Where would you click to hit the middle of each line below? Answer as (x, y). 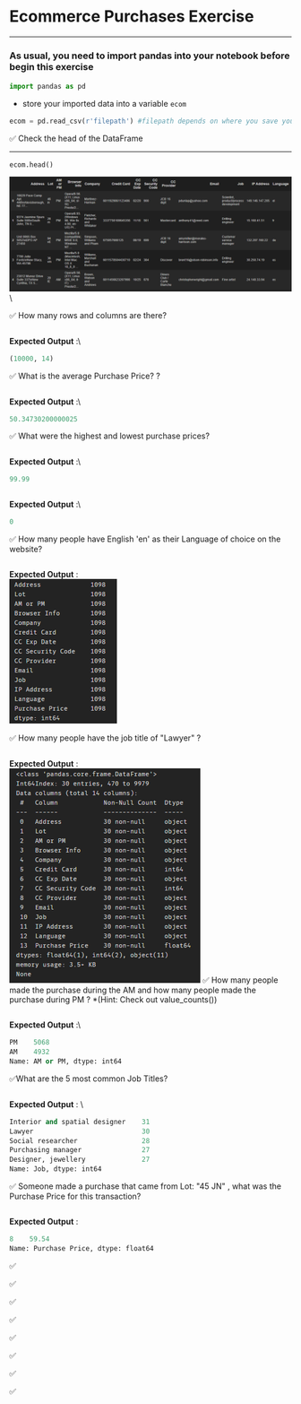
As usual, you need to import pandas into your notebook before (150, 56)
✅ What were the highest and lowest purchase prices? (110, 436)
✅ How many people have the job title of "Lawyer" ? (105, 738)
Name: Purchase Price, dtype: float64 (82, 1248)
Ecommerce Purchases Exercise (132, 17)
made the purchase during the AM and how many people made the (133, 990)
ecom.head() (31, 165)
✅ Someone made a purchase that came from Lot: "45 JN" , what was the (146, 1186)
